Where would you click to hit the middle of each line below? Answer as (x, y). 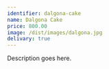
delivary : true (29, 39)
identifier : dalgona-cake (44, 13)
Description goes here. (39, 58)
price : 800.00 (27, 26)
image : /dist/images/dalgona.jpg (55, 32)
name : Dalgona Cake (35, 20)
